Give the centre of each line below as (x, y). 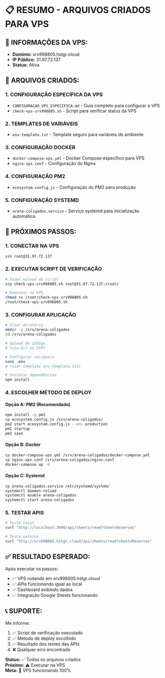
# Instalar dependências (31, 375)
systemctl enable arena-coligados (41, 496)
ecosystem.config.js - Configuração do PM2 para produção (74, 187)
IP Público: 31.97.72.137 (37, 60)
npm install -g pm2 (25, 415)
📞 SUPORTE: (24, 611)
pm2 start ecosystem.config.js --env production (56, 424)
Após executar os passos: (32, 569)
